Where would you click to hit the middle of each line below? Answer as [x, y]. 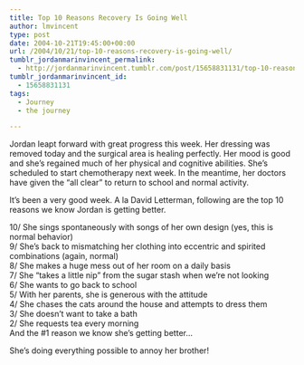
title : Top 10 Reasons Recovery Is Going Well [99, 18]
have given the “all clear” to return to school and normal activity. [129, 183]
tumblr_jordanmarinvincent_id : [68, 77]
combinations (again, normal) [64, 256]
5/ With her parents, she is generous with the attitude [109, 294]
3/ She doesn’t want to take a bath [73, 314]
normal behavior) [42, 237]
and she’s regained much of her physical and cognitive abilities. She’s [139, 163]
